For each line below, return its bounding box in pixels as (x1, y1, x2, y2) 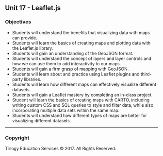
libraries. (24, 76, 42, 82)
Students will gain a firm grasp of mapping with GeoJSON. (12, 66, 129, 72)
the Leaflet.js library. (12, 45, 53, 51)
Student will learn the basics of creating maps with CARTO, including (12, 97, 150, 103)
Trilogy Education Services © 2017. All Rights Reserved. (5, 145, 116, 151)
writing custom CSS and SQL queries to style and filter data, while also (12, 102, 154, 108)
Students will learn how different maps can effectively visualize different (12, 81, 157, 87)
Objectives (5, 19, 32, 25)
